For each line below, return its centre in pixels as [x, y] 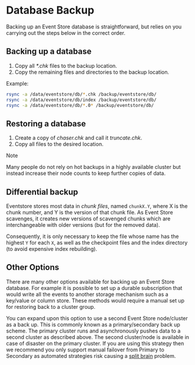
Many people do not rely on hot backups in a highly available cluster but [93, 167]
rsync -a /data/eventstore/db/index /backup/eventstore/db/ [82, 100]
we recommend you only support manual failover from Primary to [85, 350]
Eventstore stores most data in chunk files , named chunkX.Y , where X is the [97, 206]
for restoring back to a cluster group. [51, 307]
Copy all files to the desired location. [59, 144]
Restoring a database [46, 124]
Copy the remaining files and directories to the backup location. [92, 72]
